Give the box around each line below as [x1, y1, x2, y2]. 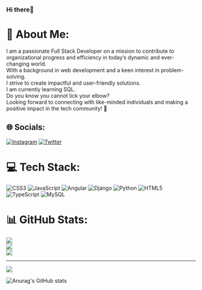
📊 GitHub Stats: [6, 213, 88, 226]
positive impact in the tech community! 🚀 [6, 104, 108, 112]
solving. [6, 73, 26, 80]
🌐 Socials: [6, 122, 46, 133]
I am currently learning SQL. [6, 85, 76, 92]
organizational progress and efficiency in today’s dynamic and [6, 53, 161, 61]
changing [6, 60, 30, 67]
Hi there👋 [6, 5, 34, 14]
